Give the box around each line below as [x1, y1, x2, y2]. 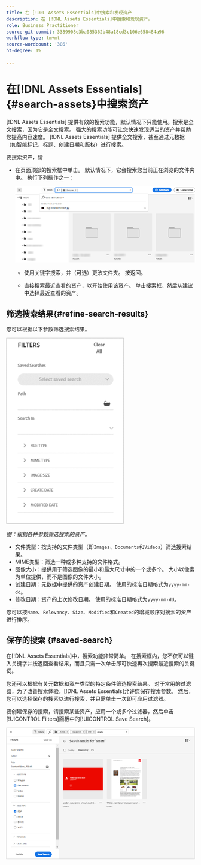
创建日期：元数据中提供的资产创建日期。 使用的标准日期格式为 [14, 581, 169, 588]
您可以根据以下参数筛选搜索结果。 [6, 325, 90, 333]
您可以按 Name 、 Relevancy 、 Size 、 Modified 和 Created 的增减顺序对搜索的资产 [6, 608, 192, 616]
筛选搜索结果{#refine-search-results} [6, 309, 149, 319]
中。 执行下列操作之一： [14, 174, 75, 181]
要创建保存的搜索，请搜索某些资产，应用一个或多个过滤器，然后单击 [6, 707, 174, 715]
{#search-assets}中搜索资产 [6, 97, 150, 111]
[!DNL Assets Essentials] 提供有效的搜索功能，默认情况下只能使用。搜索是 [6, 118, 189, 125]
